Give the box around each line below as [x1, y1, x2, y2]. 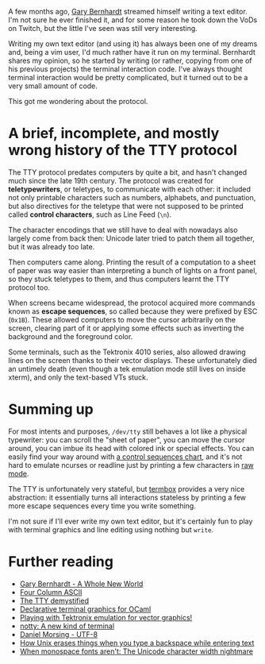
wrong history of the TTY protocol [8, 141, 238, 160]
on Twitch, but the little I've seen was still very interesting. [8, 24, 198, 33]
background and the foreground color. [8, 331, 133, 341]
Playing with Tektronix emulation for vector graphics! [19, 612, 193, 622]
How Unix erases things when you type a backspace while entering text [19, 638, 255, 647]
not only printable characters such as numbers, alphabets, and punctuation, [8, 192, 256, 202]
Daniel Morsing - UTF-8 [19, 629, 98, 639]
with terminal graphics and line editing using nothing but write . [8, 524, 214, 535]
